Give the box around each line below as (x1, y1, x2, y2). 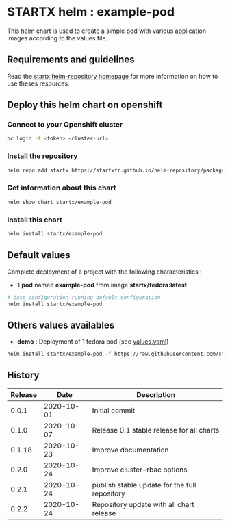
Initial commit (92, 405, 136, 415)
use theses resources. (7, 79, 70, 88)
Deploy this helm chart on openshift (7, 99, 163, 111)
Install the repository (7, 151, 78, 161)
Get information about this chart (7, 183, 116, 192)
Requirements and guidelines (7, 54, 135, 66)
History (7, 370, 40, 381)
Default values (7, 249, 71, 261)
